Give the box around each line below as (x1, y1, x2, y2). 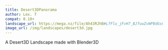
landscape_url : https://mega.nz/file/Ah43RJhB (5, 21, 104, 26)
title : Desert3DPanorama (5, 7, 57, 12)
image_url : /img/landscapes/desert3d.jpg (5, 26, 93, 31)
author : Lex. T (5, 12, 37, 17)
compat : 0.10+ (5, 16, 35, 21)
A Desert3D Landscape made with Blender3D (5, 39, 99, 45)
